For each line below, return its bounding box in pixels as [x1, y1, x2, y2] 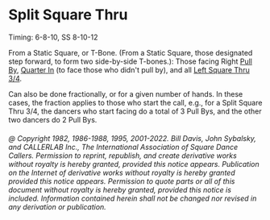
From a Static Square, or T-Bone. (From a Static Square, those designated [8, 48, 253, 57]
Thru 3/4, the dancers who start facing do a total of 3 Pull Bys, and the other [8, 106, 262, 116]
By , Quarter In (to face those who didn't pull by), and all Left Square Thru [8, 64, 250, 74]
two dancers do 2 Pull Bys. [8, 114, 98, 124]
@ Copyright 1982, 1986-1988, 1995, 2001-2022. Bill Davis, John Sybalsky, [8, 133, 256, 143]
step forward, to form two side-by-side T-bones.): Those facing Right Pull [8, 56, 252, 66]
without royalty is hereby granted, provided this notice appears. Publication [8, 159, 260, 168]
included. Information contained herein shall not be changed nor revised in [8, 193, 257, 203]
